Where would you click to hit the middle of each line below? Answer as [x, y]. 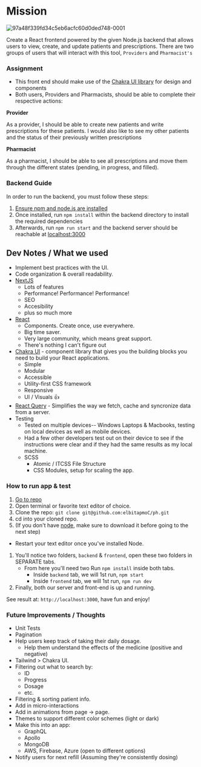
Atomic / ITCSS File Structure [70, 464]
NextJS [24, 281]
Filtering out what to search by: [54, 667]
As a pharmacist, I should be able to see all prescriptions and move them [97, 161]
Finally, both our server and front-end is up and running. [85, 587]
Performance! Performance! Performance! [77, 293]
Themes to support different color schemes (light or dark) [87, 718]
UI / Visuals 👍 [41, 397]
